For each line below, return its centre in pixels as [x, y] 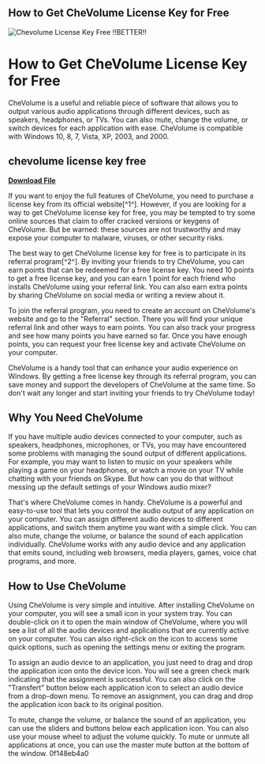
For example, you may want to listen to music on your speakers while [120, 462]
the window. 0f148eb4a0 [49, 754]
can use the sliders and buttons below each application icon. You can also [129, 728]
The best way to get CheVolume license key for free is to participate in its [127, 253]
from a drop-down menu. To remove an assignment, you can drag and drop [131, 696]
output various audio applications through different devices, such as [119, 111]
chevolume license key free [77, 161]
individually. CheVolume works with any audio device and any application [127, 544]
